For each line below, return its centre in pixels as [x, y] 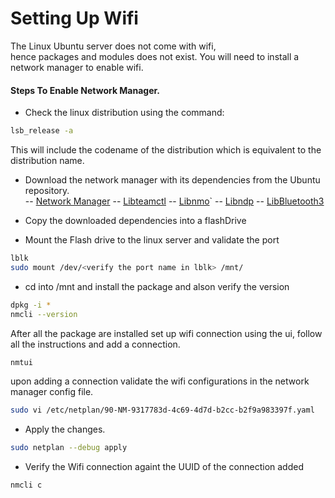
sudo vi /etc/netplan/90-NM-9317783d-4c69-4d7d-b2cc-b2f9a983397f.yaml [162, 410]
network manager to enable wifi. [77, 67]
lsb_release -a [42, 131]
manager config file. [52, 392]
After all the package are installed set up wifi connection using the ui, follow [166, 333]
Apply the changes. [65, 429]
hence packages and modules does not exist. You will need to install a [155, 56]
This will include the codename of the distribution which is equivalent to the [166, 150]
